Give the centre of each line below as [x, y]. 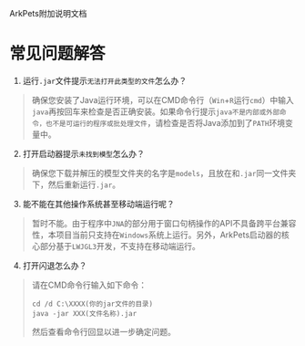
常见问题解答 [58, 54]
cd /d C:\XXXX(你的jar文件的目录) [92, 304]
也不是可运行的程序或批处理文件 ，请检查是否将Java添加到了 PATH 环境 [165, 122]
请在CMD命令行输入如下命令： [89, 285]
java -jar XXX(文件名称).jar [84, 313]
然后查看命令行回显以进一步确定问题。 [103, 331]
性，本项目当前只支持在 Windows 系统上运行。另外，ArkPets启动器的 [157, 235]
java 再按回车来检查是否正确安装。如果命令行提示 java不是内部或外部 [156, 111]
